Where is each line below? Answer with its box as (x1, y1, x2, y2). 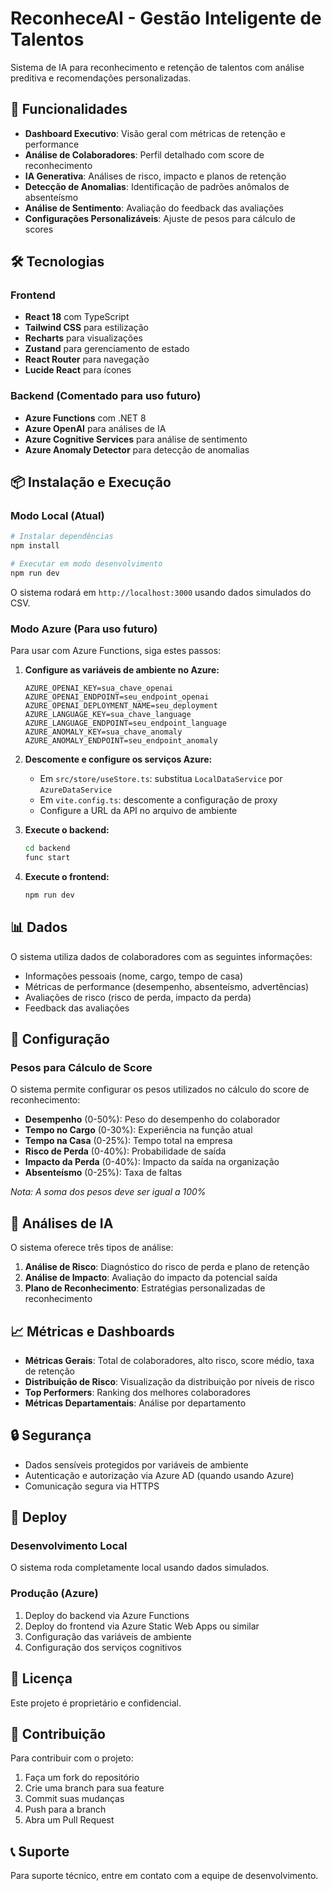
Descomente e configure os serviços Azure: (24, 753, 213, 766)
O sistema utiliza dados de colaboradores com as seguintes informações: (10, 950, 313, 962)
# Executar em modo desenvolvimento (10, 559, 163, 569)
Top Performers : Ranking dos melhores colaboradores (24, 1386, 251, 1398)
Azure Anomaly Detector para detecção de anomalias (24, 443, 250, 456)
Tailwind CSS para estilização (24, 322, 149, 334)
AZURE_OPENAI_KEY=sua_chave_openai (24, 683, 174, 694)
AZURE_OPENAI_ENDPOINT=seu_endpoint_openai (24, 692, 210, 702)
